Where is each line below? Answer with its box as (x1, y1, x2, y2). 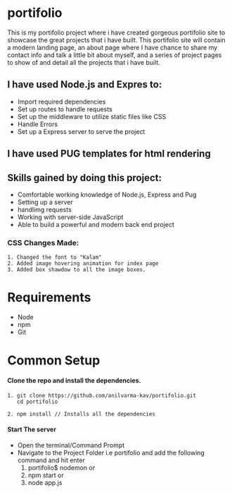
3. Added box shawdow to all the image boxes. (7, 266, 146, 273)
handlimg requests (17, 205, 72, 214)
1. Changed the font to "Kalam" (7, 254, 102, 261)
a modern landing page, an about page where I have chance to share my (7, 43, 218, 51)
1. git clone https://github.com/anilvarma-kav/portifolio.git (7, 392, 197, 399)
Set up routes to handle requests (17, 104, 112, 113)
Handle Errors (17, 120, 58, 128)
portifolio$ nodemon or (27, 463, 96, 471)
